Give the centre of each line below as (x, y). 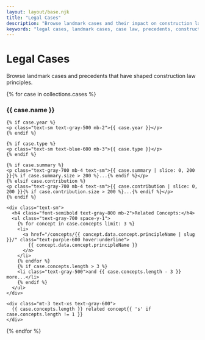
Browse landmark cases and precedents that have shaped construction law (101, 76)
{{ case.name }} (31, 110)
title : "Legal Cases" (34, 18)
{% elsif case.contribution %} (46, 181)
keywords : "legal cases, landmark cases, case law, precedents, (90, 29)
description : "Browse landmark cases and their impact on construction (99, 23)
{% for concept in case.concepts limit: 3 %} (76, 224)
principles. (20, 82)
